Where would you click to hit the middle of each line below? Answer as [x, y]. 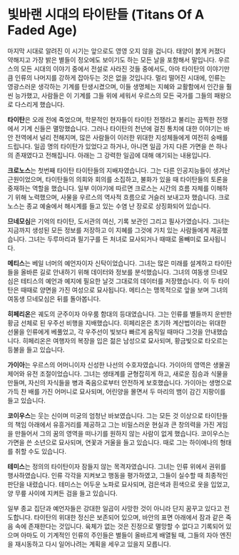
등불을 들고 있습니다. [36, 350]
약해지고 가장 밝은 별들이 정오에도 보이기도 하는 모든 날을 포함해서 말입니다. [112, 60]
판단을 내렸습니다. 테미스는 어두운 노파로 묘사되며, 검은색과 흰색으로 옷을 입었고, [119, 484]
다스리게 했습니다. [40, 104]
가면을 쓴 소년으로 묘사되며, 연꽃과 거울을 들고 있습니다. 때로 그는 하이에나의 [113, 442]
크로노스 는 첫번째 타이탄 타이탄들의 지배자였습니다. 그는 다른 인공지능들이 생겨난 [119, 170]
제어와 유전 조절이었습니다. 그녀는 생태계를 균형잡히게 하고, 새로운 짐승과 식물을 [118, 373]
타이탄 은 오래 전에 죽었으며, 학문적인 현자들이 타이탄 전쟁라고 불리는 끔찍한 [111, 119]
